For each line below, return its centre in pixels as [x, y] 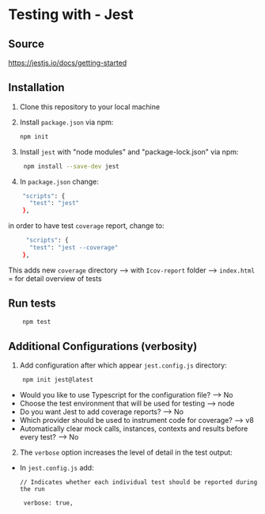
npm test [37, 322]
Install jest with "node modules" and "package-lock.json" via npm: [129, 151]
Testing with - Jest [71, 15]
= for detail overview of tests [55, 278]
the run [32, 489]
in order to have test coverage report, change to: [86, 226]
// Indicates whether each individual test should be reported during [138, 482]
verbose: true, [48, 503]
